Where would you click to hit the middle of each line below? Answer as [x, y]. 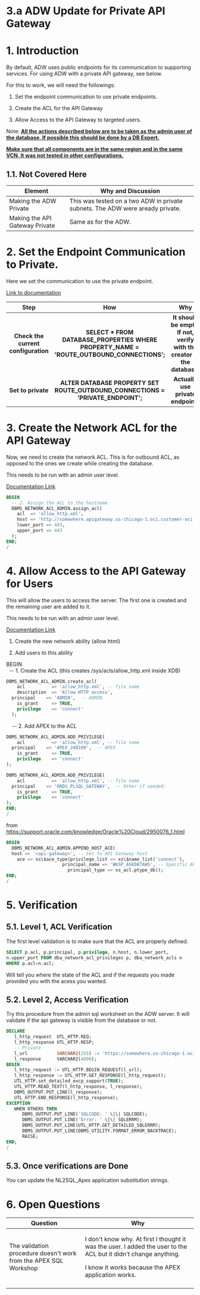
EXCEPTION [18, 1103]
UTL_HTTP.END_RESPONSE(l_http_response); [66, 1097]
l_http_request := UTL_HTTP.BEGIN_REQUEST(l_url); [78, 1070]
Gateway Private [32, 226]
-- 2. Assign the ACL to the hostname [60, 503]
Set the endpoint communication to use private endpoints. [86, 97]
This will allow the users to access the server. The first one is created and [96, 600]
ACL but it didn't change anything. [132, 1254]
